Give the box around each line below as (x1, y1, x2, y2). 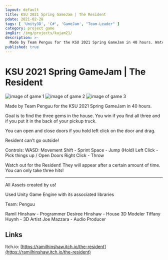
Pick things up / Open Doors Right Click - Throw (5, 152, 104, 158)
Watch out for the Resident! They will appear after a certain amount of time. (5, 162, 160, 168)
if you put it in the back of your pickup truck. (5, 118, 97, 124)
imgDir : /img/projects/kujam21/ (5, 30, 72, 35)
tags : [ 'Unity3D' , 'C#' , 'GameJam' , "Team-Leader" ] (5, 21, 120, 26)
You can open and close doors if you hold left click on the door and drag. (5, 127, 156, 133)
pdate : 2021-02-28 (5, 16, 43, 21)
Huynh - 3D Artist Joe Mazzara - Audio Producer (5, 216, 106, 222)
